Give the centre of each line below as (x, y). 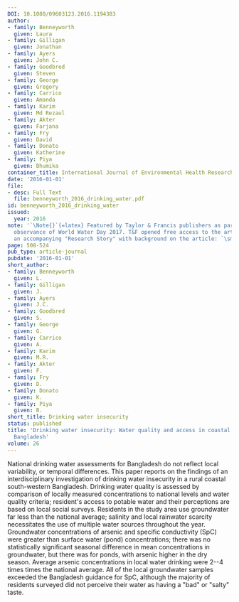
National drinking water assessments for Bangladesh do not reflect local (113, 463)
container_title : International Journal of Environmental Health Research (121, 172)
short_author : (28, 265)
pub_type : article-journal (47, 252)
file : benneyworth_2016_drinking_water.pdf (79, 199)
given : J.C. (32, 305)
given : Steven (34, 73)
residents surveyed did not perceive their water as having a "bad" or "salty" (118, 584)
